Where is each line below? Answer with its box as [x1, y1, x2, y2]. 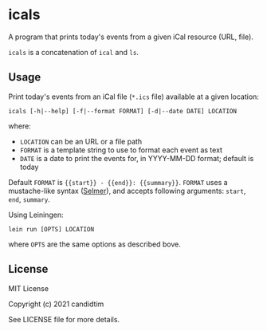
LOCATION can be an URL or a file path [19, 136, 143, 146]
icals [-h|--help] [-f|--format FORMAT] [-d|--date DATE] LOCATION [8, 107, 238, 115]
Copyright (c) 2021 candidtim [8, 299, 104, 309]
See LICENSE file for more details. [8, 314, 120, 324]
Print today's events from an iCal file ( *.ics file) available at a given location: [8, 92, 259, 101]
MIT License [8, 283, 49, 293]
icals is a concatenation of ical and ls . [8, 47, 139, 57]
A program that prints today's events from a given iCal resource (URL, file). [8, 32, 253, 41]
